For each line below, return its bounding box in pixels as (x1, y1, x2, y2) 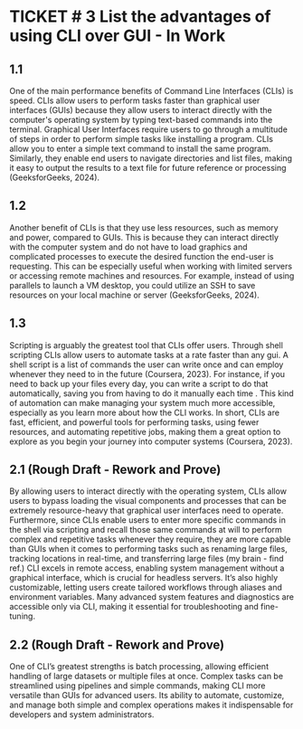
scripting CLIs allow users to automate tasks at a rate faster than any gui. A (9, 349, 289, 360)
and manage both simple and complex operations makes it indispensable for (9, 699, 294, 711)
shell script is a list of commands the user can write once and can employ (9, 359, 284, 370)
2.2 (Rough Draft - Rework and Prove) (9, 637, 224, 652)
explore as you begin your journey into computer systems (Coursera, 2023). (9, 436, 293, 447)
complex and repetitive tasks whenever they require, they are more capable (9, 534, 291, 544)
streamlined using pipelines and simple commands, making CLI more (9, 680, 266, 691)
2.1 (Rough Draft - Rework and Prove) (9, 462, 222, 478)
